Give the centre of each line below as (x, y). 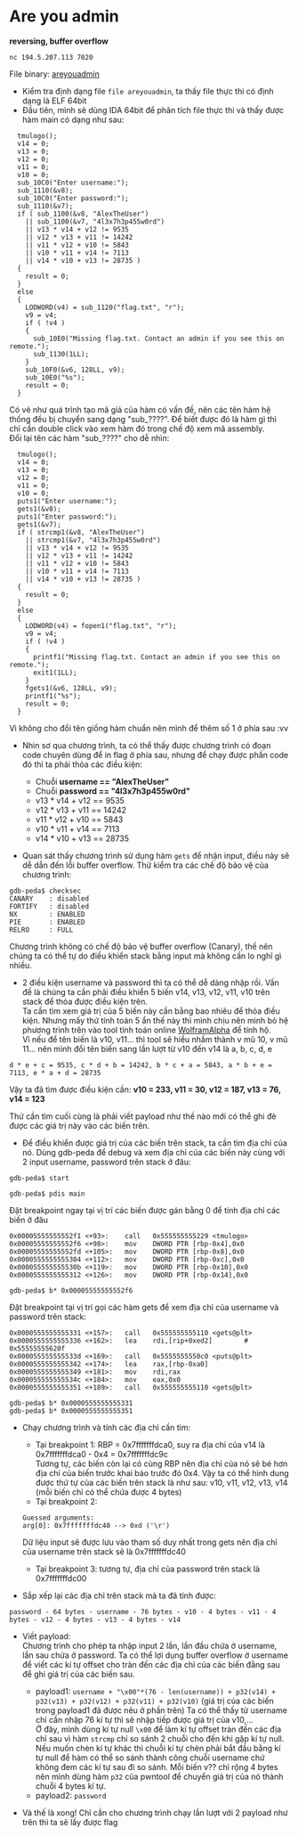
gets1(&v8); (40, 509)
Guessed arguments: (58, 1518)
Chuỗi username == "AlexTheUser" (102, 781)
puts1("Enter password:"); (67, 517)
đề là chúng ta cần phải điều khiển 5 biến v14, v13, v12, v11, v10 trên (146, 991)
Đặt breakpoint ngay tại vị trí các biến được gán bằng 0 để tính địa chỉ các (145, 1210)
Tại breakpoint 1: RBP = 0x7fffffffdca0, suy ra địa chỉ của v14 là (150, 1444)
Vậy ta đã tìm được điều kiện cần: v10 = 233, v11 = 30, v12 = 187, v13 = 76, (145, 1089)
